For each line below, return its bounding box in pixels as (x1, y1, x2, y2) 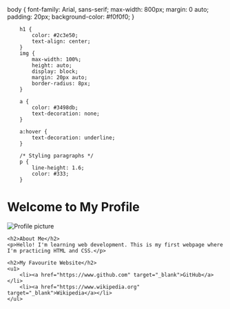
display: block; (32, 68, 79, 75)
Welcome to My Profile (7, 200, 140, 215)
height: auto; (32, 62, 72, 69)
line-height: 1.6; (32, 164, 85, 171)
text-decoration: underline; (32, 134, 116, 141)
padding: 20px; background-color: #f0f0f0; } (7, 12, 135, 21)
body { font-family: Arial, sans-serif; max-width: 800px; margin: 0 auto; (7, 6, 209, 13)
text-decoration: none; (32, 110, 100, 117)
